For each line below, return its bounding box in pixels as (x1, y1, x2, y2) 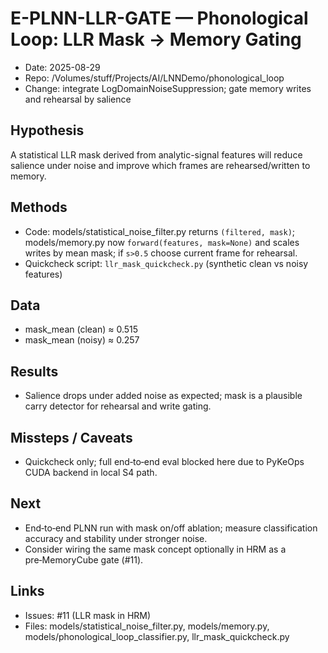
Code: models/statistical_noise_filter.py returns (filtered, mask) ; (24, 225, 296, 237)
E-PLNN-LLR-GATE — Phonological (10, 7, 309, 30)
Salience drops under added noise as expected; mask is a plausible (24, 390, 303, 402)
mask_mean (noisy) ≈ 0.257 (24, 334, 140, 346)
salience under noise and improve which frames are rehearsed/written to (10, 159, 311, 171)
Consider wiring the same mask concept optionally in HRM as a (24, 543, 287, 555)
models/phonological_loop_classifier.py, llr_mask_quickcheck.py (24, 630, 290, 642)
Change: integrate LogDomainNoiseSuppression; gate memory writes (24, 82, 312, 94)
